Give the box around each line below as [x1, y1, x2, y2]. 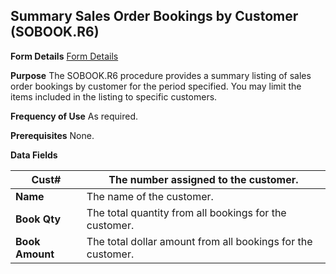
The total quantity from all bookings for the [86, 205, 287, 219]
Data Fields [10, 149, 58, 161]
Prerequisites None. [10, 129, 95, 141]
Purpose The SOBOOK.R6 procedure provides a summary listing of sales [10, 69, 312, 81]
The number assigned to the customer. [108, 172, 299, 186]
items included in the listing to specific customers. [10, 90, 218, 103]
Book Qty [15, 212, 62, 226]
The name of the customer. [86, 189, 214, 203]
